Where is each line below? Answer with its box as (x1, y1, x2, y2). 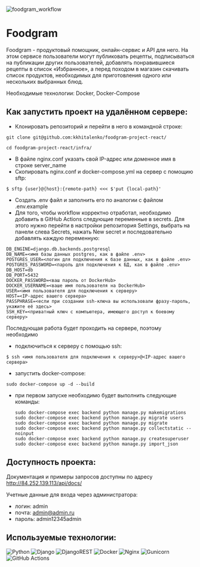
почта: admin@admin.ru (14, 508, 75, 516)
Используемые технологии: (6, 532, 116, 543)
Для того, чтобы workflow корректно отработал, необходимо (14, 209, 171, 216)
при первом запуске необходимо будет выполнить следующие (14, 391, 177, 399)
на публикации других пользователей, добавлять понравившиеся (6, 59, 175, 66)
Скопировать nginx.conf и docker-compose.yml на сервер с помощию (14, 168, 193, 175)
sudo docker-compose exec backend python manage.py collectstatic (14, 425, 184, 431)
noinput (14, 430, 34, 436)
